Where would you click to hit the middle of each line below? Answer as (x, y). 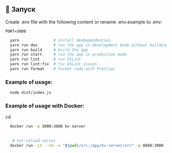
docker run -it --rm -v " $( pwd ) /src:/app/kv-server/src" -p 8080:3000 (87, 145)
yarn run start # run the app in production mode (68, 54)
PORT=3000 (16, 31)
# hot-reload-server (34, 141)
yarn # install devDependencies (60, 40)
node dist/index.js (31, 93)
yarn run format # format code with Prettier (63, 69)
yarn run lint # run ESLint (46, 60)
